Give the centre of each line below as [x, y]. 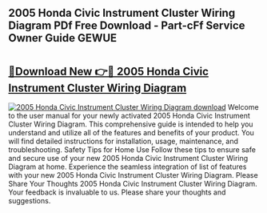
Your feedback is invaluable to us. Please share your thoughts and [117, 192]
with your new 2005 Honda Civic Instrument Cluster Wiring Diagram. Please [133, 175]
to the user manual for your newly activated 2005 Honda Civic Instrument [129, 116]
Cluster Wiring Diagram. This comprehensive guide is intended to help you [131, 124]
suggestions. [30, 201]
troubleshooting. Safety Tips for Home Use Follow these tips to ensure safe [132, 150]
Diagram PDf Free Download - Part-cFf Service [127, 26]
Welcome [243, 107]
